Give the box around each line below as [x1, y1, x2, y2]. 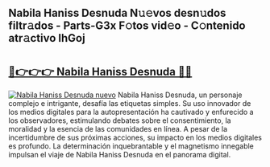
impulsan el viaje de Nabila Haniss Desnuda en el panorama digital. [8, 150, 231, 159]
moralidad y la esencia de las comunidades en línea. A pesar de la [8, 124, 228, 133]
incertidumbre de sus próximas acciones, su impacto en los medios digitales [8, 132, 262, 142]
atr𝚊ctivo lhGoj [8, 31, 86, 45]
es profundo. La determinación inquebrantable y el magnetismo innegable [8, 141, 254, 151]
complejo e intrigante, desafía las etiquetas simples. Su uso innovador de [8, 99, 251, 108]
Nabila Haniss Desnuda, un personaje [118, 90, 243, 100]
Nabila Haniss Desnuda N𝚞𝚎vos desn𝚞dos [8, 6, 226, 20]
